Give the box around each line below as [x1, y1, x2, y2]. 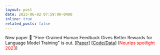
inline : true [5, 16, 32, 21]
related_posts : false [5, 21, 50, 26]
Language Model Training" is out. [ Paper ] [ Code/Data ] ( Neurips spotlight [5, 40, 155, 46]
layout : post [5, 7, 32, 12]
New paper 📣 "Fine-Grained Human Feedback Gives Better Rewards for [5, 35, 152, 41]
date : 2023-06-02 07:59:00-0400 [5, 12, 72, 17]
